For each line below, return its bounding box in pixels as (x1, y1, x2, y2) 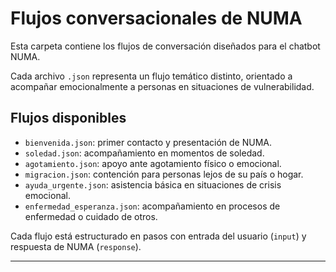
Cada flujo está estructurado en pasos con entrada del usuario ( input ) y (10, 230, 307, 242)
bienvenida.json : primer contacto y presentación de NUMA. (24, 136, 272, 148)
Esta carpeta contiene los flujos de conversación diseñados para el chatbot (10, 40, 321, 52)
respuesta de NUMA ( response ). (10, 240, 142, 252)
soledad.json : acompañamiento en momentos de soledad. (24, 147, 265, 159)
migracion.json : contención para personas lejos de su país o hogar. (24, 168, 304, 180)
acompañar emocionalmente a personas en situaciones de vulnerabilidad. (10, 80, 315, 92)
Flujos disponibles (10, 110, 127, 127)
